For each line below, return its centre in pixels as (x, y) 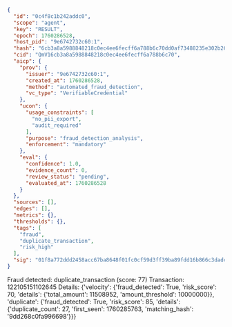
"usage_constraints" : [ (60, 112)
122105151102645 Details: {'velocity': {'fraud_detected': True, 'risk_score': (112, 287)
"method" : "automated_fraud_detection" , (84, 87)
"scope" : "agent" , (40, 23)
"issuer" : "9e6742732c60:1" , (67, 74)
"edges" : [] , (32, 209)
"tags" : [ (27, 228)
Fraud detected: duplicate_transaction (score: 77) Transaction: (96, 279)
